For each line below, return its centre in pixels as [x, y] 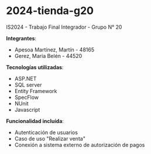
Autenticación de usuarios [46, 132]
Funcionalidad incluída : [35, 121]
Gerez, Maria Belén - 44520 [48, 56]
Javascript [27, 109]
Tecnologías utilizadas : [35, 67]
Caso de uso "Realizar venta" [50, 138]
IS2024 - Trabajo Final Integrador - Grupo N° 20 [64, 27]
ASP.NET [25, 78]
